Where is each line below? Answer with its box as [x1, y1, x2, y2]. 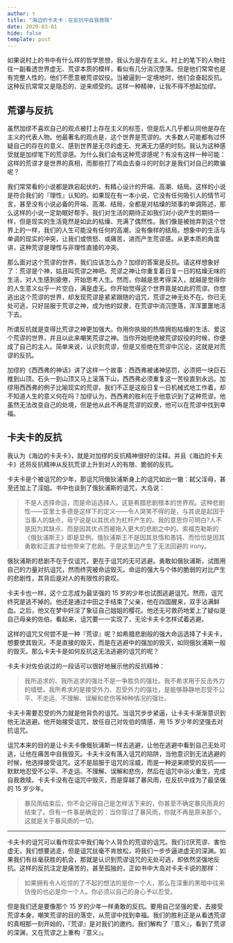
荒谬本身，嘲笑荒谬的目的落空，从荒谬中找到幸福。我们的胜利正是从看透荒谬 [7, 910, 226, 919]
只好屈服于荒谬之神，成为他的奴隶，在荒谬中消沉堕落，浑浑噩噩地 [31, 301, 220, 309]
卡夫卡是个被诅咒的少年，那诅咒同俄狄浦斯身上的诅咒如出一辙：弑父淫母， [7, 474, 220, 483]
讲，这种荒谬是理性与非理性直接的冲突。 [7, 243, 123, 251]
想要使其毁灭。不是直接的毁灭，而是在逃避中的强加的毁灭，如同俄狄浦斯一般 [7, 638, 226, 647]
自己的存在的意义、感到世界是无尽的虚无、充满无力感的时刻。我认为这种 [12, 141, 220, 150]
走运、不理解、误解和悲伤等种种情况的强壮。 [42, 693, 171, 702]
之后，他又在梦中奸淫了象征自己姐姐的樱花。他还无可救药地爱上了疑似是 [19, 606, 226, 614]
